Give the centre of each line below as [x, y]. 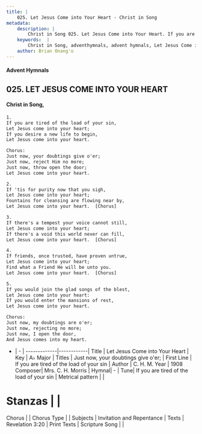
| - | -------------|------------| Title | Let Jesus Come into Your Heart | [102, 351]
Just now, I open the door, [41, 334]
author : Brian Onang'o [45, 51]
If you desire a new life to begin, [52, 134]
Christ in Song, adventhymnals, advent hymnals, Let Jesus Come [110, 46]
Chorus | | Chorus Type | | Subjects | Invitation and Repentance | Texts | [95, 418]
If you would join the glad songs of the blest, [68, 289]
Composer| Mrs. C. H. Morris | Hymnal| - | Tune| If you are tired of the [101, 370]
